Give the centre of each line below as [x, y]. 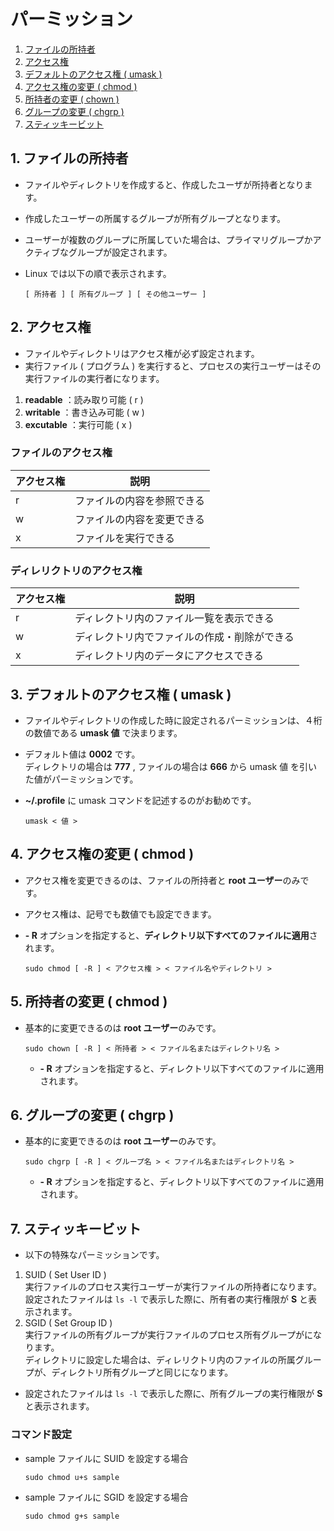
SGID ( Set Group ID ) [68, 1323]
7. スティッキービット [76, 1228]
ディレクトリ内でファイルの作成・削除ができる [184, 637]
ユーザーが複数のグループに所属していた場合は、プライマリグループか [168, 239]
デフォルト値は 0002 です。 [82, 754]
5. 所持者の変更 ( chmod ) [89, 1001]
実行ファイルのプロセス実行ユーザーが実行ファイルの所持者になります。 [173, 1287]
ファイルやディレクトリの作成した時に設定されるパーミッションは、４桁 [173, 720]
